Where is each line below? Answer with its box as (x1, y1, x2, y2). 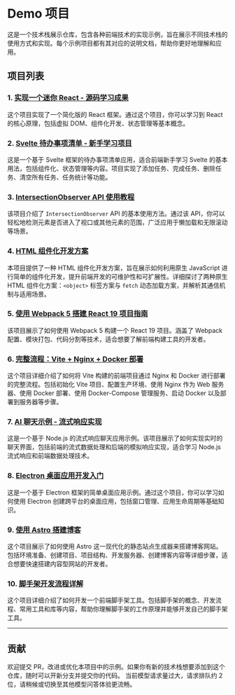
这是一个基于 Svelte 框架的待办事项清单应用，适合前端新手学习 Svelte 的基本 (7, 155, 228, 164)
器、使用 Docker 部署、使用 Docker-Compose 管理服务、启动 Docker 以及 (7, 389, 220, 397)
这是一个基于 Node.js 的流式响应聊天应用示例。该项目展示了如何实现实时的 (7, 434, 223, 443)
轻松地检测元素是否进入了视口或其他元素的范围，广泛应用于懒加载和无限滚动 (7, 218, 228, 227)
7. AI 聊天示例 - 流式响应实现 (7, 417, 102, 427)
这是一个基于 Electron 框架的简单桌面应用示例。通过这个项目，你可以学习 (7, 488, 219, 497)
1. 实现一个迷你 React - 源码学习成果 (7, 93, 129, 103)
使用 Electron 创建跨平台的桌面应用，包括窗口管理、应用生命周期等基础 (13, 497, 219, 505)
